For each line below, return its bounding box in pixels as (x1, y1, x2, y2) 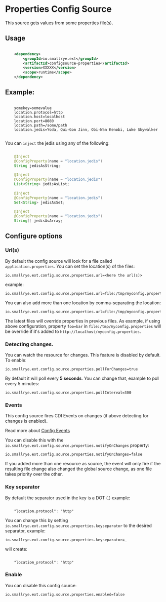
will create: (5, 546, 28, 552)
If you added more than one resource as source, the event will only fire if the (5, 461, 161, 467)
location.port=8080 (14, 119, 54, 123)
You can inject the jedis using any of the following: (5, 140, 110, 146)
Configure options (5, 232, 63, 241)
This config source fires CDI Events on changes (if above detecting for (5, 413, 149, 419)
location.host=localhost (14, 114, 65, 119)
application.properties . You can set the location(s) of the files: (5, 263, 135, 269)
